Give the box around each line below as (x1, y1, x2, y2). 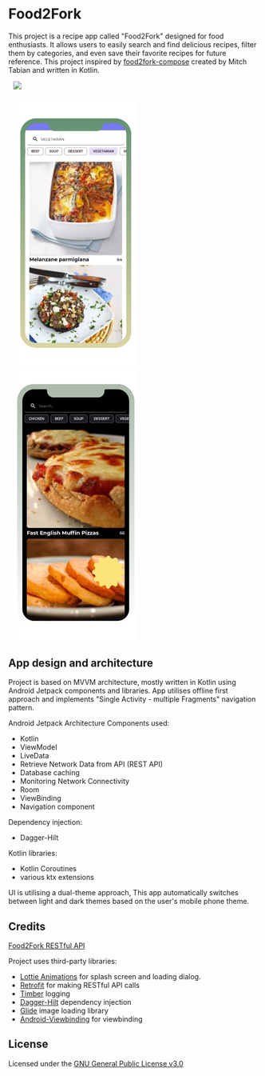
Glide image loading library (19, 1006, 109, 1015)
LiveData (19, 751, 49, 761)
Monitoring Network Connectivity (19, 777, 130, 786)
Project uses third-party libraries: (8, 957, 117, 966)
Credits (8, 919, 46, 933)
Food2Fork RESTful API (8, 941, 85, 950)
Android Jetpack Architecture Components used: (8, 718, 170, 728)
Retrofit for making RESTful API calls (19, 981, 140, 990)
